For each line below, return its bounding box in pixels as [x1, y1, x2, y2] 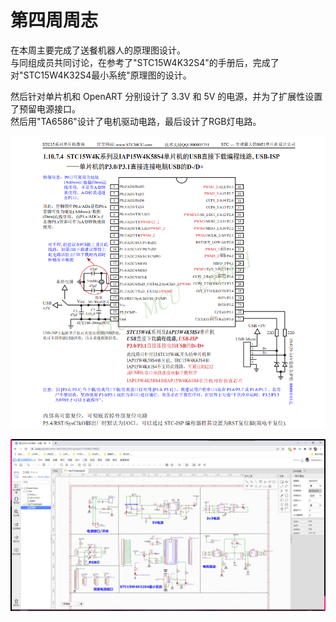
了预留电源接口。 [10, 102, 81, 115]
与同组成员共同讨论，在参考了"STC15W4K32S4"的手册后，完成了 [10, 56, 280, 68]
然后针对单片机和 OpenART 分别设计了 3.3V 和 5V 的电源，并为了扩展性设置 [10, 90, 323, 102]
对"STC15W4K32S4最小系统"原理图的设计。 [10, 69, 192, 81]
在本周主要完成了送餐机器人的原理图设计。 [10, 44, 186, 56]
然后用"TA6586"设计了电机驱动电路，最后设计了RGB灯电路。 [10, 115, 262, 127]
